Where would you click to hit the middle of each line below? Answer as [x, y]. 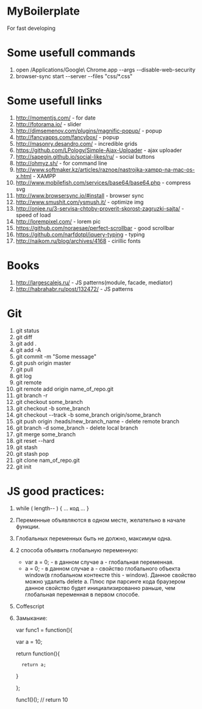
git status [27, 330]
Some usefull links [55, 101]
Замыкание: [31, 618]
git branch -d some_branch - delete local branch [77, 428]
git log [24, 376]
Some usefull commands [71, 53]
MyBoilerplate [43, 11]
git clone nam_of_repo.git [48, 460]
